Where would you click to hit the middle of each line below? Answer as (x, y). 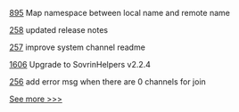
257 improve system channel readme (77, 47)
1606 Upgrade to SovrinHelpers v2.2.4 (80, 64)
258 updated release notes (59, 30)
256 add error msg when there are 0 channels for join (108, 82)
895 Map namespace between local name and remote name (119, 13)
